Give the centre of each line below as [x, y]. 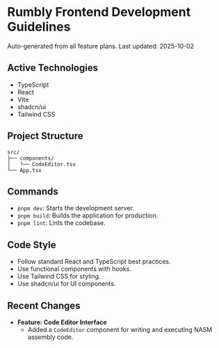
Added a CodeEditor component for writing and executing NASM [120, 330]
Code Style [32, 245]
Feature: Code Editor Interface [62, 322]
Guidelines [39, 27]
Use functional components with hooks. [74, 269]
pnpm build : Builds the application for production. [88, 215]
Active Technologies [53, 68]
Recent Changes [44, 305]
